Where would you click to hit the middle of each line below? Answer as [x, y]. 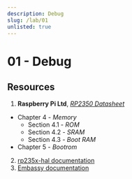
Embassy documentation [53, 168]
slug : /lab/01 [28, 20]
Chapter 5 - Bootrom [47, 147]
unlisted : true [29, 27]
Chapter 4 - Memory [47, 117]
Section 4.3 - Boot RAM [62, 140]
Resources [31, 87]
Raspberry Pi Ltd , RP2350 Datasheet [71, 104]
